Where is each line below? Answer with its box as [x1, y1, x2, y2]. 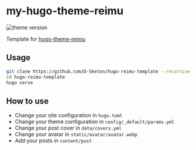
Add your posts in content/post [14, 137, 92, 144]
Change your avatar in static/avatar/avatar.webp [14, 131, 138, 138]
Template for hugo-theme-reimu [6, 35, 86, 42]
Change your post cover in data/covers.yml [14, 124, 122, 132]
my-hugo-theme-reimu [6, 4, 124, 18]
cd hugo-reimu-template [6, 74, 66, 80]
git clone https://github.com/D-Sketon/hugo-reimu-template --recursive [6, 68, 191, 74]
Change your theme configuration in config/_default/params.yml [14, 118, 175, 126]
